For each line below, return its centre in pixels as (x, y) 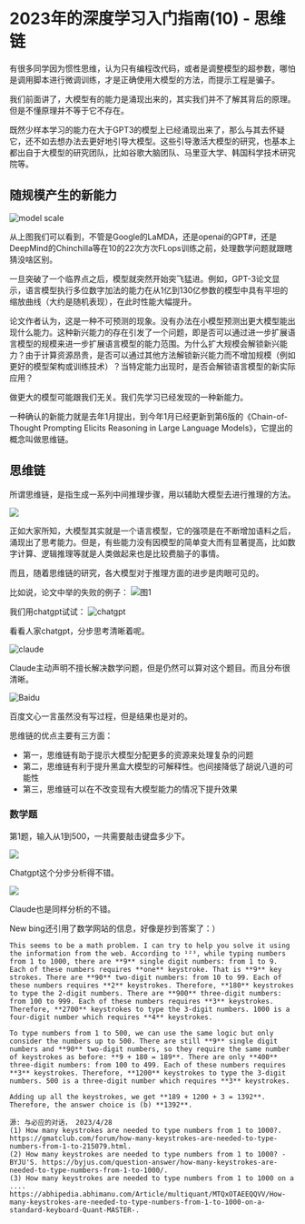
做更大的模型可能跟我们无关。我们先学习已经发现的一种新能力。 (128, 397)
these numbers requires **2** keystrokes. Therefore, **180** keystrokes (152, 985)
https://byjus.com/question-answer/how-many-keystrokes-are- (160, 1162)
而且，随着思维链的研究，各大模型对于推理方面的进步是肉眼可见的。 (137, 572)
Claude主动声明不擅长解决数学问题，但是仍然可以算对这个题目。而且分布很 (150, 668)
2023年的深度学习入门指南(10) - (130, 19)
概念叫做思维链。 (41, 439)
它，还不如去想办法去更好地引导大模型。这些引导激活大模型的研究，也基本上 (152, 141)
